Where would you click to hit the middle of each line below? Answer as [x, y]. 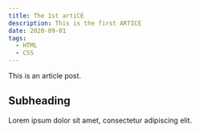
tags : [17, 38]
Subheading [39, 101]
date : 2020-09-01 [37, 30]
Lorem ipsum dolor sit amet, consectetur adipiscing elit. [100, 120]
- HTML [27, 46]
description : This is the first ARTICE [75, 23]
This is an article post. [45, 76]
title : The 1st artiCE [46, 16]
